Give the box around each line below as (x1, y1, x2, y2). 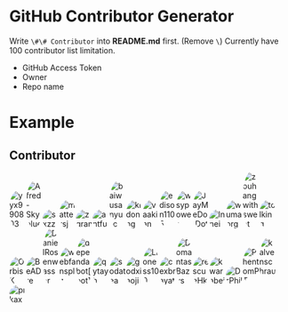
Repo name (21, 81, 65, 92)
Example (9, 113, 75, 132)
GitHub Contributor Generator (9, 6, 235, 27)
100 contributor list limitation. (9, 44, 116, 55)
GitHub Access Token (21, 62, 102, 73)
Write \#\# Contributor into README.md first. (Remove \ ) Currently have (9, 36, 279, 46)
